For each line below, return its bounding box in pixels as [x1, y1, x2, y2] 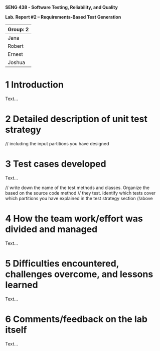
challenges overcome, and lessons [5, 269, 153, 280]
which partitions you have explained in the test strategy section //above [5, 195, 153, 201]
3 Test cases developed [5, 158, 106, 170]
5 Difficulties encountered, [5, 257, 119, 269]
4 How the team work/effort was [5, 213, 143, 224]
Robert [8, 43, 24, 49]
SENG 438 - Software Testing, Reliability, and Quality [5, 5, 118, 10]
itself [5, 324, 27, 335]
